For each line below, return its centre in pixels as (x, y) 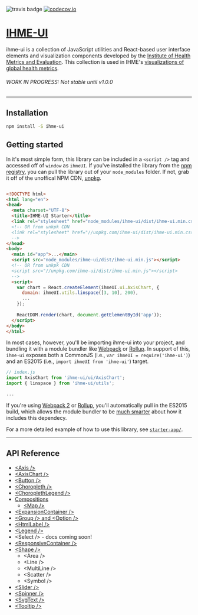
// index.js (21, 373)
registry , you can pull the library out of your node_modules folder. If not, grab (98, 171)
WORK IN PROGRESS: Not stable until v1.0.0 (60, 82)
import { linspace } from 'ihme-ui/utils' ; (60, 383)
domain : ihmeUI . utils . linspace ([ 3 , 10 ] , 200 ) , (80, 293)
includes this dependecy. (37, 417)
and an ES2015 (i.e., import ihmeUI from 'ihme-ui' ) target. (77, 361)
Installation (27, 113)
